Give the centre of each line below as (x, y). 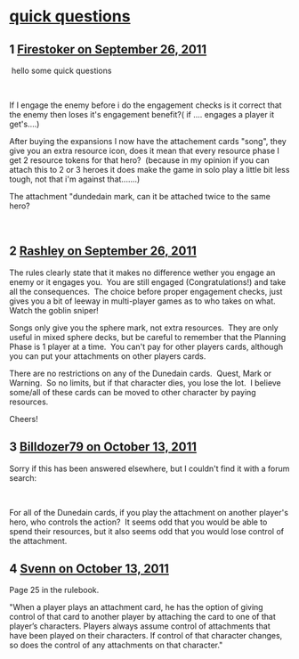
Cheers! (24, 419)
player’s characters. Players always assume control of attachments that (140, 626)
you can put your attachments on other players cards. (108, 356)
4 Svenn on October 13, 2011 (89, 569)
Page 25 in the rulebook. (54, 590)
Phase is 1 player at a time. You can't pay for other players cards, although (146, 346)
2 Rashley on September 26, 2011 (103, 251)
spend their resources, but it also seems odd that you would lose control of (147, 531)
